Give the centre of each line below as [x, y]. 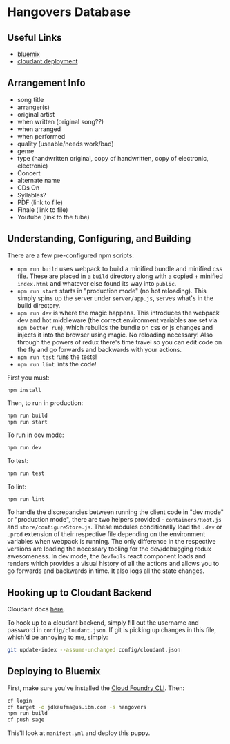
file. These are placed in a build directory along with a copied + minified [120, 276]
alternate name [39, 180]
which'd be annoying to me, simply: [58, 637]
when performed [41, 136]
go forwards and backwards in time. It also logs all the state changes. [106, 571]
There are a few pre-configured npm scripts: [71, 255]
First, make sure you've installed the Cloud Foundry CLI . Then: [96, 688]
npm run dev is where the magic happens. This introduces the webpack [118, 313]
